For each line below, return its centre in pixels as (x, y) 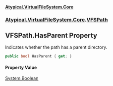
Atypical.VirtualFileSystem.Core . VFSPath (56, 20)
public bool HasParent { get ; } (38, 57)
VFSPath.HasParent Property (51, 35)
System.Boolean (22, 78)
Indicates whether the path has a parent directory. (56, 47)
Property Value (21, 67)
